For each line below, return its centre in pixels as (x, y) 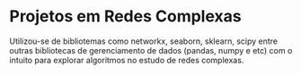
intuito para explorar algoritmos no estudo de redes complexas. (127, 60)
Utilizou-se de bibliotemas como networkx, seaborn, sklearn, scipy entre (144, 41)
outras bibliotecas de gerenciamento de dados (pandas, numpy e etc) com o (151, 50)
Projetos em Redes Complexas (125, 16)
